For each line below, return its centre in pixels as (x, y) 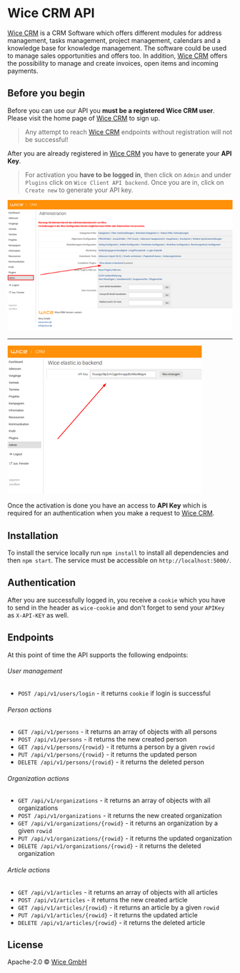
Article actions (29, 869)
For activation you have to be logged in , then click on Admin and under (128, 175)
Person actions (30, 710)
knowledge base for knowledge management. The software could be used (117, 48)
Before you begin (46, 93)
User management (35, 671)
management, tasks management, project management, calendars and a (114, 40)
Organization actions (38, 778)
